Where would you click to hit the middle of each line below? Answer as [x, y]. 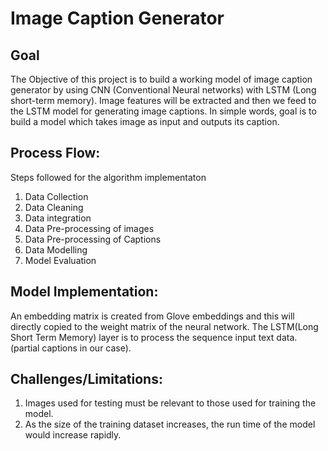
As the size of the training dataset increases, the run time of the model [170, 424]
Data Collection [56, 196]
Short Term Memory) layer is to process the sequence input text [142, 337]
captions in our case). [86, 348]
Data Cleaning [54, 207]
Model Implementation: [84, 292]
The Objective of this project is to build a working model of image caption [161, 79]
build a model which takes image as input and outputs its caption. [145, 121]
